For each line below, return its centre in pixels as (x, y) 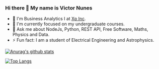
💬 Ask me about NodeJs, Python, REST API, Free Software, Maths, (80, 29)
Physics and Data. (31, 35)
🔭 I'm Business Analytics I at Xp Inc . (49, 19)
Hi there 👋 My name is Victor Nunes (49, 8)
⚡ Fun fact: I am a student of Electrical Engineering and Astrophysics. (83, 40)
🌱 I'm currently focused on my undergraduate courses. (69, 24)
